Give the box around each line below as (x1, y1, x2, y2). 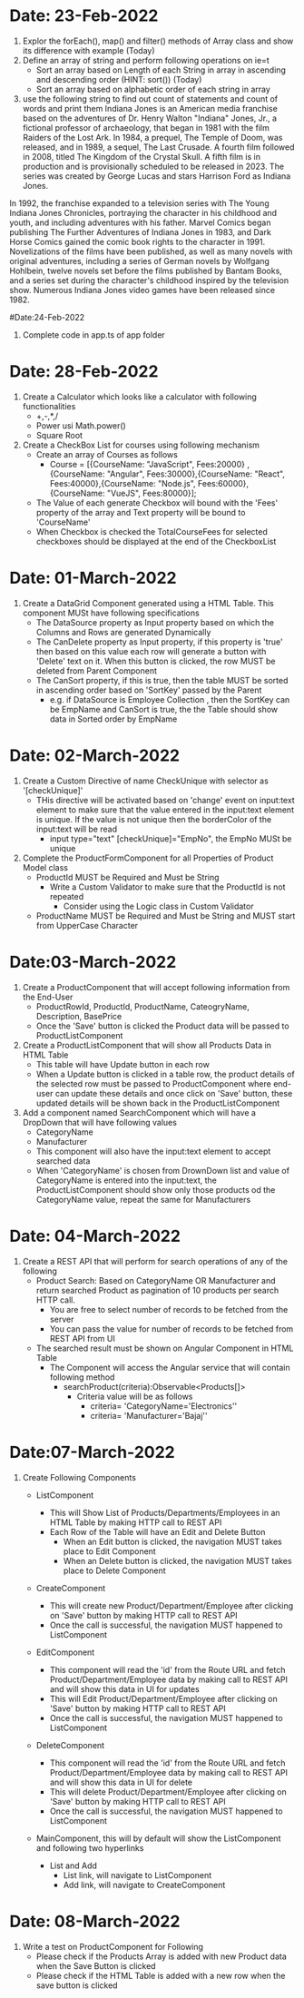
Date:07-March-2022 (9, 1442, 175, 1462)
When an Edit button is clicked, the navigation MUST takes (63, 1536, 283, 1547)
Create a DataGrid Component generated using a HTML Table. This (22, 597, 274, 608)
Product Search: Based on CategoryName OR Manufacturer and (35, 1275, 276, 1285)
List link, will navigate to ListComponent (63, 1869, 212, 1880)
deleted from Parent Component (35, 664, 157, 676)
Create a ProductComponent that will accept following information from (22, 981, 290, 992)
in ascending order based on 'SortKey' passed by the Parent (35, 684, 262, 695)
